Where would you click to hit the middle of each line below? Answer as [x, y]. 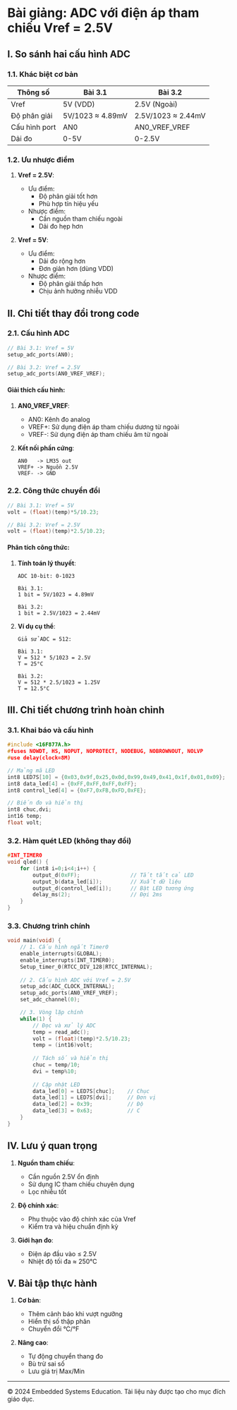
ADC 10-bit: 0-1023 [46, 576]
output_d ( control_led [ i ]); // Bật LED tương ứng [113, 888]
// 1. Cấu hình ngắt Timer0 [65, 947]
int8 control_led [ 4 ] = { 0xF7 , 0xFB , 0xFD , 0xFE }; [77, 790]
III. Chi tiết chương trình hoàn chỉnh [86, 710]
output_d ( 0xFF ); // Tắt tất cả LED [113, 875]
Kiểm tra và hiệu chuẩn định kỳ [73, 1227]
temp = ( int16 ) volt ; [63, 1045]
